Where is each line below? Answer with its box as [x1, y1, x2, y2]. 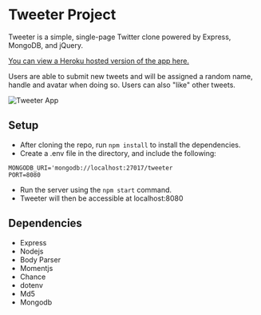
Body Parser [19, 254, 61, 265]
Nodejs [19, 246, 44, 256]
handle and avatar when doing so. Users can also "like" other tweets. [8, 80, 235, 90]
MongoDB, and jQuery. [8, 40, 84, 50]
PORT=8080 [8, 170, 42, 179]
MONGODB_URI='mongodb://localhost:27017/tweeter [8, 164, 173, 172]
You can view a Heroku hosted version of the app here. [8, 56, 190, 66]
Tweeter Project [8, 6, 117, 24]
